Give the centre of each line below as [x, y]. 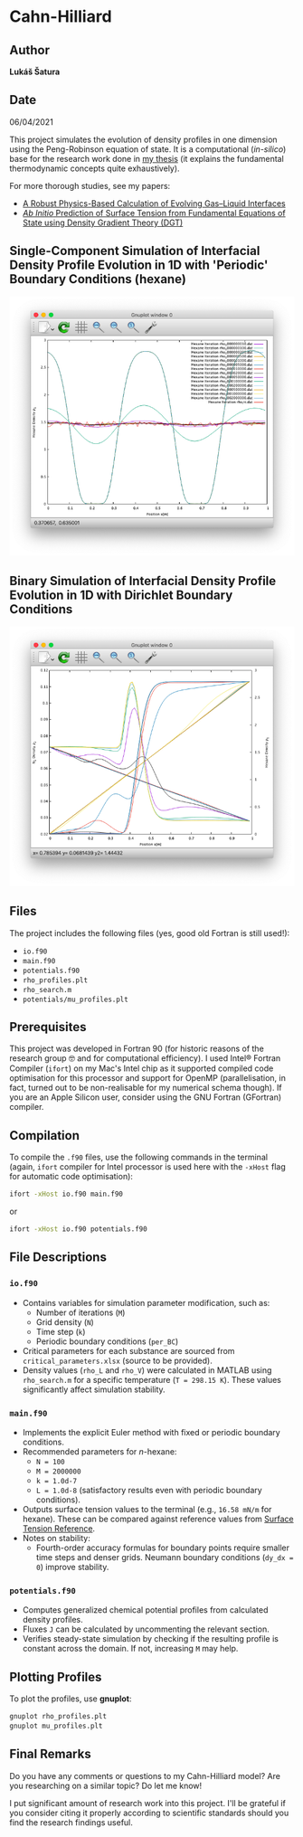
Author [29, 50]
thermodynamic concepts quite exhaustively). [95, 168]
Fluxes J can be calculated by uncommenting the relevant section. [146, 1629]
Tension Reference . [59, 1529]
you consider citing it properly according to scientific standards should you [149, 1813]
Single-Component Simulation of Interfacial [135, 251]
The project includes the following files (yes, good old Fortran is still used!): [150, 933]
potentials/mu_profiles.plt [75, 999]
